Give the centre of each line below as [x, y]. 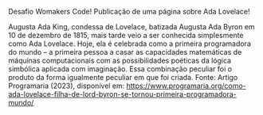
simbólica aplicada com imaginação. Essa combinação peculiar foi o [120, 69]
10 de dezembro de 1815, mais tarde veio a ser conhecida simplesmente [126, 35]
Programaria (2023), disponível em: [67, 86]
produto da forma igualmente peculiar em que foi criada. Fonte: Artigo [123, 77]
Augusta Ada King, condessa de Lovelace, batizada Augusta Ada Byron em [131, 27]
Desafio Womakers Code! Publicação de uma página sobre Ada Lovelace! [129, 11]
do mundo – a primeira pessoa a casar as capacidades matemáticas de [125, 52]
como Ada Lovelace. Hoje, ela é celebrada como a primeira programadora [130, 44]
